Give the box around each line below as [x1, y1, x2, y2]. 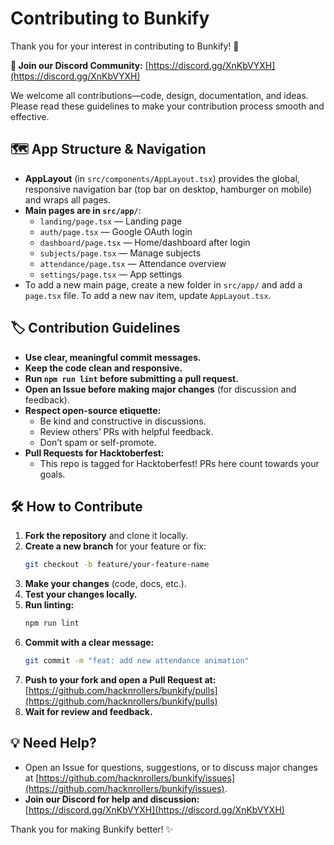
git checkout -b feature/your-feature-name [24, 560, 210, 570]
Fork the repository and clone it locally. [24, 530, 189, 542]
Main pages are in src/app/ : [24, 204, 142, 216]
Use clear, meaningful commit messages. [24, 351, 202, 363]
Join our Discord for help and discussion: [24, 793, 200, 805]
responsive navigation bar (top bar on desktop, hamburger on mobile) [24, 183, 313, 195]
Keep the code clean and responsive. [24, 362, 183, 374]
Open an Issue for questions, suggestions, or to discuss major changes [24, 761, 318, 773]
